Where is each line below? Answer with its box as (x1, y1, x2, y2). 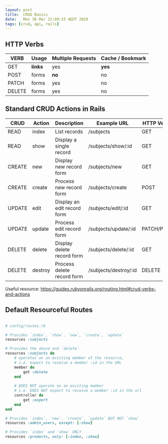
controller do (14, 393, 43, 398)
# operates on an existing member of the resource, (14, 356, 124, 361)
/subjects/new (88, 163, 122, 170)
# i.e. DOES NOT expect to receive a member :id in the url (14, 388, 142, 393)
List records (54, 128, 83, 135)
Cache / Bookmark (100, 55, 146, 62)
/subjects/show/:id (88, 142, 132, 150)
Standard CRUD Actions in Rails (5, 105, 105, 113)
